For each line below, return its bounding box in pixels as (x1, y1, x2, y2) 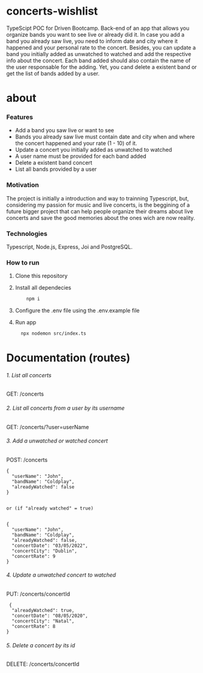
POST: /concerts (6, 456, 48, 463)
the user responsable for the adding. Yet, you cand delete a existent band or (6, 63, 198, 71)
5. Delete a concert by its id (6, 641, 75, 649)
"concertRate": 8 (12, 624, 56, 630)
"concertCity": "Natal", (12, 618, 75, 624)
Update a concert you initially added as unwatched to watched (15, 146, 172, 154)
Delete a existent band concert (15, 159, 92, 166)
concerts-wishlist (6, 4, 98, 18)
